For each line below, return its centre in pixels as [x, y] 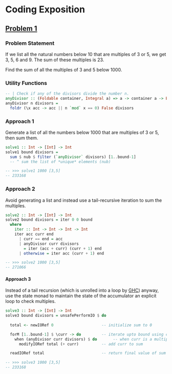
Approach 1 [20, 121]
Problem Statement [30, 43]
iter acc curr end [34, 234]
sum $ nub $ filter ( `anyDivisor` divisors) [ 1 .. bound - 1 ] [73, 157]
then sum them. [22, 138]
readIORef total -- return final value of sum [88, 353]
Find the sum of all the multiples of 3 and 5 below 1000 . [64, 69]
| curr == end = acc [41, 239]
